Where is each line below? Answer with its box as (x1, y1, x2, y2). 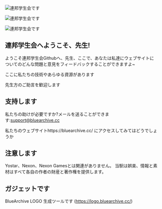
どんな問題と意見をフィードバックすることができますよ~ (21, 61, 135, 67)
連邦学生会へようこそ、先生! (5, 41, 91, 49)
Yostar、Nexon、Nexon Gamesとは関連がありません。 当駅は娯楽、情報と (5, 163, 154, 169)
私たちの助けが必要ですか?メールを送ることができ (5, 111, 105, 117)
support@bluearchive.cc (10, 117, 60, 123)
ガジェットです (5, 184, 50, 193)
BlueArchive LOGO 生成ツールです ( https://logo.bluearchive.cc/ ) (5, 198, 133, 204)
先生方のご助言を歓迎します (5, 81, 61, 87)
